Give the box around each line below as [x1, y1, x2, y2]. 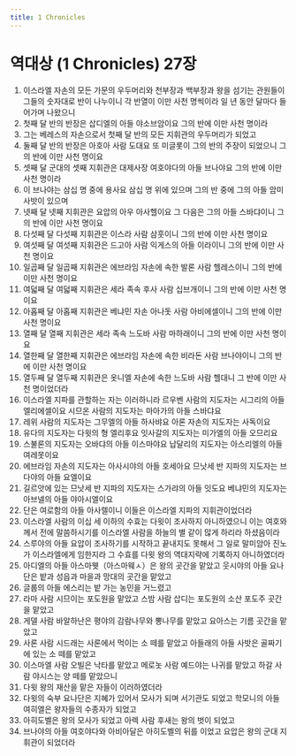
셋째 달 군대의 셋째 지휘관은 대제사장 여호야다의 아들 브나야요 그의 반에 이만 [22, 162, 283, 172]
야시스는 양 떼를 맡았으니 [32, 670, 118, 681]
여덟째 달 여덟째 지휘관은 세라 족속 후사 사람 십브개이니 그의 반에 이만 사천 [22, 284, 277, 294]
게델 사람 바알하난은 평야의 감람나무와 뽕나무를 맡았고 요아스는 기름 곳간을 [22, 615, 278, 626]
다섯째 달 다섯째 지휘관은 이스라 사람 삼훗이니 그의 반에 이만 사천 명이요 [22, 228, 269, 239]
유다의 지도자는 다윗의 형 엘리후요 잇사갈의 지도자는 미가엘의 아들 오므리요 [22, 427, 278, 438]
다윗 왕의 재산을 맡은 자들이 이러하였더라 [22, 682, 163, 692]
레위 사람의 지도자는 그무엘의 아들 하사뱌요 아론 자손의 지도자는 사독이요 [22, 416, 271, 427]
